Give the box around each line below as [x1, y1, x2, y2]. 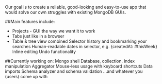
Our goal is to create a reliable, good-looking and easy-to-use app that [5, 4, 146, 10]
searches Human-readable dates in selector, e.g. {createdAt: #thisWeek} [12, 44, 158, 49]
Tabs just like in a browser [12, 34, 65, 39]
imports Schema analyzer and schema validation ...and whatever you [5, 68, 143, 74]
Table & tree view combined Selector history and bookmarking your [12, 38, 147, 44]
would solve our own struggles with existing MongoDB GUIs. [5, 9, 126, 15]
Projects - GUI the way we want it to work [12, 28, 96, 34]
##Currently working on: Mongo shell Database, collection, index [5, 58, 135, 64]
